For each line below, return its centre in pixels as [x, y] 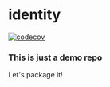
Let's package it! [35, 75]
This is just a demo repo [55, 57]
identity [35, 15]
